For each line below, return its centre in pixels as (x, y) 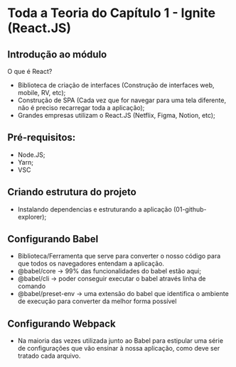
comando (32, 286)
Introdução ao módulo (57, 54)
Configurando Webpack (61, 323)
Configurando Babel (53, 239)
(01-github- (190, 209)
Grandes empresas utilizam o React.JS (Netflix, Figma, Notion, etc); (116, 115)
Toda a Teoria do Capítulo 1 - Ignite (111, 13)
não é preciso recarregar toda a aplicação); (81, 108)
